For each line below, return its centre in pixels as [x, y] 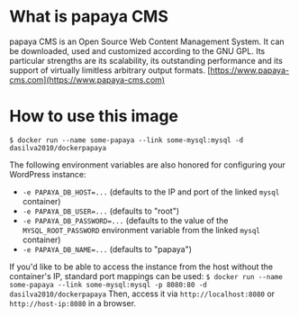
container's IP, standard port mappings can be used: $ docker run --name [146, 276]
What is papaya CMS [89, 17]
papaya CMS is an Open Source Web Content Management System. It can [147, 41]
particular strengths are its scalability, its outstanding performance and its [146, 60]
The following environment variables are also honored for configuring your [147, 165]
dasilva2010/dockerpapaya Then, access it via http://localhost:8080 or [142, 294]
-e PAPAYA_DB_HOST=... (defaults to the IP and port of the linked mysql [151, 192]
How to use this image [94, 117]
